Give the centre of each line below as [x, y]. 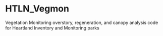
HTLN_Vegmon [37, 9]
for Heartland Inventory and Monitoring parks [52, 27]
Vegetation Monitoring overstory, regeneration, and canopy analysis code [82, 22]
